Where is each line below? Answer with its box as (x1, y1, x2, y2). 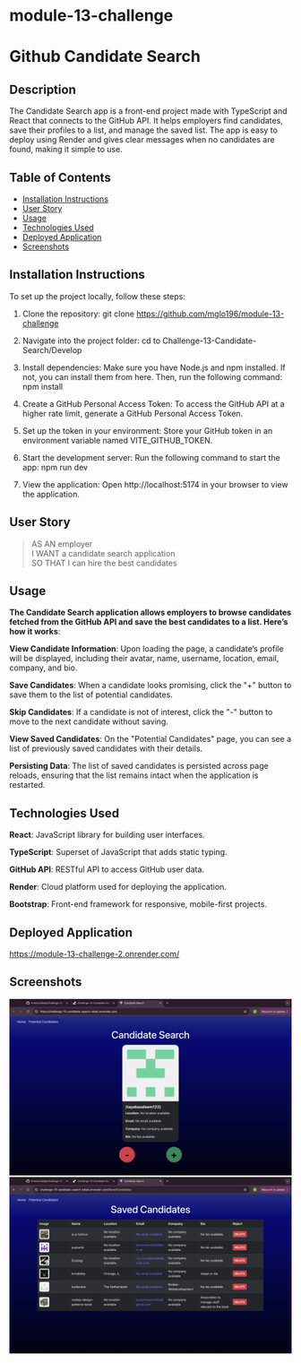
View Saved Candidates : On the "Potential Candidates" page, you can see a (9, 734, 292, 745)
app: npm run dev (21, 462, 88, 472)
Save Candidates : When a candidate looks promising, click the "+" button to (9, 680, 292, 691)
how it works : (9, 626, 61, 637)
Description (9, 82, 76, 97)
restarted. (9, 780, 46, 790)
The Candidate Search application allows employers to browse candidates (9, 607, 292, 618)
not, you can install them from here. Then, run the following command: (21, 371, 283, 382)
